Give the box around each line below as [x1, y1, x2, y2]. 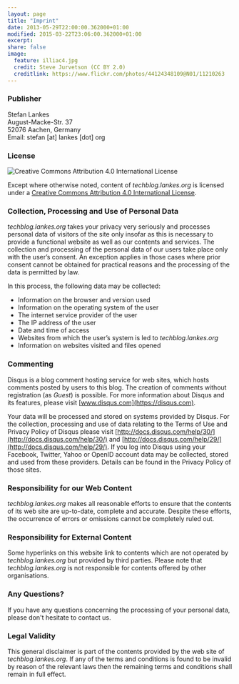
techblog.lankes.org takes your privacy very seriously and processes [7, 222, 210, 231]
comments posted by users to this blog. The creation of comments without [7, 383, 227, 392]
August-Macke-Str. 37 [7, 117, 73, 126]
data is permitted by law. [7, 268, 80, 277]
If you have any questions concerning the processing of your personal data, [7, 605, 230, 614]
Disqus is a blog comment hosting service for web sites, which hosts [7, 375, 209, 384]
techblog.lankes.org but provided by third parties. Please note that [7, 556, 203, 565]
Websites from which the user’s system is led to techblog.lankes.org [17, 334, 219, 342]
